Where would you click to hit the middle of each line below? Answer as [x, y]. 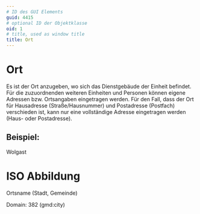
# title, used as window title [45, 34]
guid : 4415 [20, 17]
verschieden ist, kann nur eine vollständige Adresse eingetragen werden [96, 112]
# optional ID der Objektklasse [47, 23]
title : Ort [20, 40]
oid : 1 [14, 29]
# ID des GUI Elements [35, 12]
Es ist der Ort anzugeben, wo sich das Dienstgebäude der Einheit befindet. [99, 86]
